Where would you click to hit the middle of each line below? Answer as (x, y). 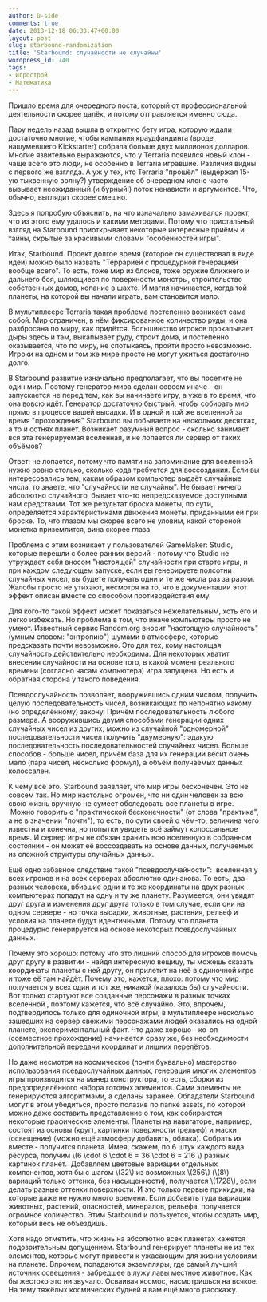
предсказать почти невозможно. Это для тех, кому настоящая (115, 645)
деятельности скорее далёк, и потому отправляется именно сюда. (123, 113)
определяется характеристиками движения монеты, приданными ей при (133, 512)
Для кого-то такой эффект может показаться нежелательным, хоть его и (133, 611)
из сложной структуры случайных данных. (81, 854)
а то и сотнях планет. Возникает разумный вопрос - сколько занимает (129, 429)
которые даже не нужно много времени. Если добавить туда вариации (130, 1197)
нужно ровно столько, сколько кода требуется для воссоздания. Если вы (134, 470)
